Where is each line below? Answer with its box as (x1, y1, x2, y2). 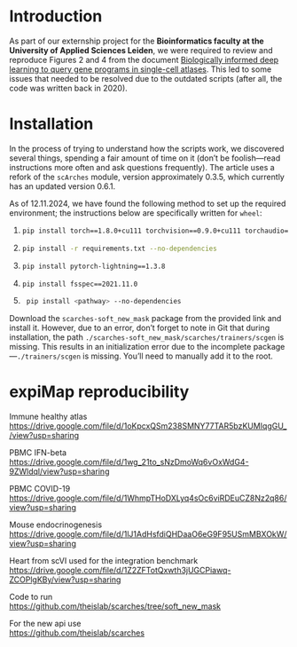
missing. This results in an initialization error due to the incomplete (9, 342, 252, 352)
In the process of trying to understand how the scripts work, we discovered (9, 143, 285, 154)
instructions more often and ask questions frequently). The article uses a (9, 162, 275, 172)
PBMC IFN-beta (9, 447, 67, 458)
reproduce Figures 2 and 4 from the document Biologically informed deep (9, 54, 279, 65)
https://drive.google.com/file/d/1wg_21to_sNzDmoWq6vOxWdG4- (9, 457, 250, 468)
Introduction (9, 6, 103, 27)
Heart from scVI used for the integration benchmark (9, 556, 199, 566)
